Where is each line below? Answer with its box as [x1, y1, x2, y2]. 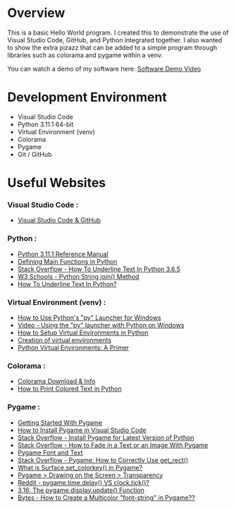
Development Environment [7, 90, 167, 105]
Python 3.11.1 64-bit [17, 120, 74, 128]
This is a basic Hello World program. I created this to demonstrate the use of [7, 28, 229, 37]
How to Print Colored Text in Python [17, 385, 122, 393]
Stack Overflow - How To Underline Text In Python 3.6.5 [17, 265, 181, 273]
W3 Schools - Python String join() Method [17, 272, 139, 280]
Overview [7, 5, 66, 21]
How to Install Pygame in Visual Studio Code [17, 426, 147, 434]
